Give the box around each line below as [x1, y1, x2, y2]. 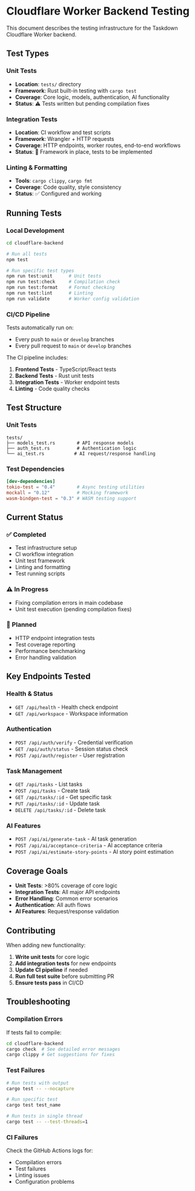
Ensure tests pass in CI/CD [15, 979, 84, 986]
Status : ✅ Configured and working [15, 190, 102, 197]
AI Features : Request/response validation [15, 908, 119, 915]
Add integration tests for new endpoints [15, 960, 117, 967]
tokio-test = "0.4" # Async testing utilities [6, 484, 145, 490]
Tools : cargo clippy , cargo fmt [15, 177, 93, 185]
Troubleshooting [6, 997, 71, 1007]
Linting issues [15, 1172, 50, 1179]
